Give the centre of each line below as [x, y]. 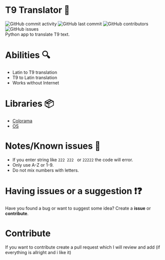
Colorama [22, 121]
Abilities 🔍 [28, 55]
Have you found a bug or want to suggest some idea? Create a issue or [78, 208]
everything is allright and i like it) [38, 252]
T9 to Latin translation [35, 77]
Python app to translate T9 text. [37, 34]
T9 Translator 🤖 [38, 10]
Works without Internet [36, 83]
